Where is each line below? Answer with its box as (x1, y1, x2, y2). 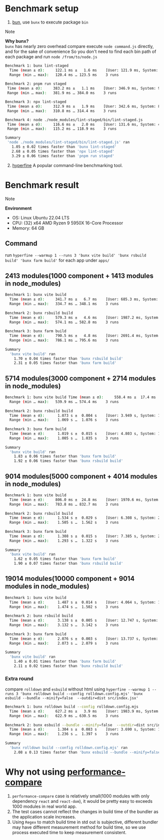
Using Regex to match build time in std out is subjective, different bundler (12, 819, 158, 825)
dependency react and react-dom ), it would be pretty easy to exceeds (12, 798, 153, 804)
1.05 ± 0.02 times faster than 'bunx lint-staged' (11, 144, 117, 149)
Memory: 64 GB (12, 225, 44, 231)
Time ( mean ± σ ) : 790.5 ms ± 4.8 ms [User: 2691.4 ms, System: (9, 334, 161, 338)
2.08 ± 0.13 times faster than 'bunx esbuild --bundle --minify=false (14, 750, 161, 755)
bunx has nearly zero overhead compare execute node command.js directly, (5, 43, 154, 49)
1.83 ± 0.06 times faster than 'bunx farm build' (14, 454, 117, 459)
